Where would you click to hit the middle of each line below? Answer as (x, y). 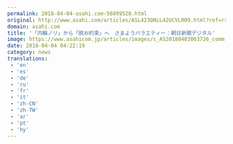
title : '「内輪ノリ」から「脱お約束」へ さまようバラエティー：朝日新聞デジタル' (111, 33)
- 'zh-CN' (24, 104)
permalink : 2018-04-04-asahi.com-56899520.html (77, 13)
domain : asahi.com (34, 26)
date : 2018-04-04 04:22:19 (46, 46)
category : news (29, 53)
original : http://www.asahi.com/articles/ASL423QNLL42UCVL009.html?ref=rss (119, 20)
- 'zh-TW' (24, 110)
